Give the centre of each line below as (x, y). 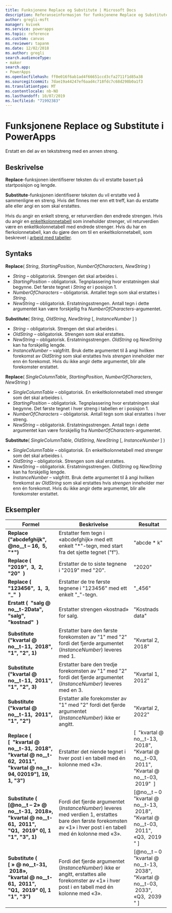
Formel (31, 524)
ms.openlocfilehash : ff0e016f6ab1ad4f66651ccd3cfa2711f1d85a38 (74, 77)
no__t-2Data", (26, 609)
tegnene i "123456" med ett (93, 588)
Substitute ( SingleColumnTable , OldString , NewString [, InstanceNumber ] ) (85, 440)
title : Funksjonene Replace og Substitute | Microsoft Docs (71, 10)
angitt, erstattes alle (82, 874)
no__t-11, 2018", (30, 646)
